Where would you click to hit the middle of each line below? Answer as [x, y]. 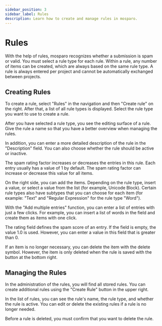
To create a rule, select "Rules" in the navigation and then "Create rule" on [79, 104]
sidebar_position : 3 [26, 9]
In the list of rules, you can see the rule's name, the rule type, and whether [79, 299]
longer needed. [20, 309]
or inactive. [16, 154]
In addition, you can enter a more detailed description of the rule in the [76, 143]
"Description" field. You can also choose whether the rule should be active [80, 148]
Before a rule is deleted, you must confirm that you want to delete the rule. [79, 318]
